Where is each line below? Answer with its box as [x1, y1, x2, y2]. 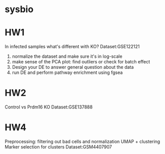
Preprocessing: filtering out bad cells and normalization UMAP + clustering [5, 138, 160, 144]
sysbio [5, 4, 34, 15]
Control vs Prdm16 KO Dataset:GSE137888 [5, 104, 93, 110]
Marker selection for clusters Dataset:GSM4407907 [5, 144, 112, 150]
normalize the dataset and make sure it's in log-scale [12, 53, 123, 59]
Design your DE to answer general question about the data [12, 64, 134, 70]
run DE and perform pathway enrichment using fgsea [12, 69, 123, 75]
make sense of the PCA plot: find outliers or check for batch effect [12, 59, 150, 65]
